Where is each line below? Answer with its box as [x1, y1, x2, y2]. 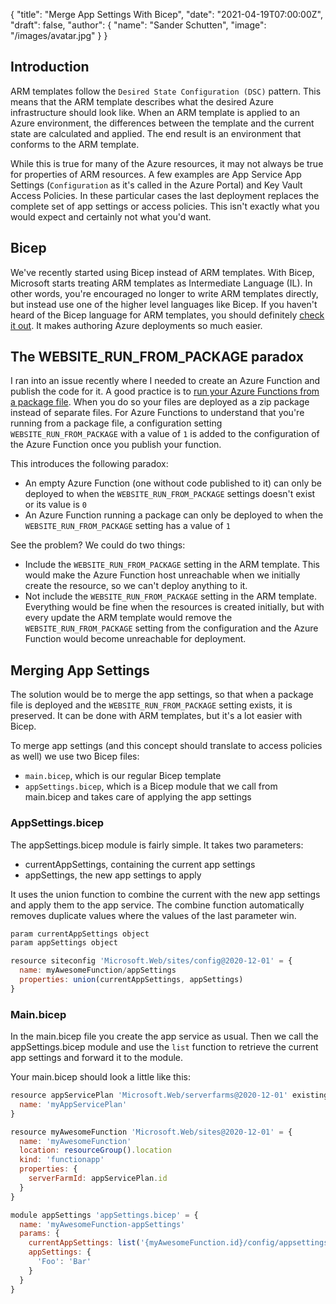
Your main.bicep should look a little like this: [10, 1071, 191, 1083]
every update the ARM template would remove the [24, 612, 233, 624]
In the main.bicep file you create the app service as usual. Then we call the [10, 1030, 319, 1043]
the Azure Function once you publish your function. [10, 439, 222, 451]
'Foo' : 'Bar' [36, 1257, 92, 1267]
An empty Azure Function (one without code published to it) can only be [24, 477, 322, 489]
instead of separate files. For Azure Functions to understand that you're [10, 407, 305, 419]
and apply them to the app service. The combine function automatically [10, 899, 305, 911]
